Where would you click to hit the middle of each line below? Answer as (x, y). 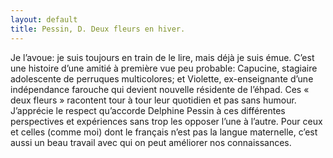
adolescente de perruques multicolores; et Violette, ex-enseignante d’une (162, 78)
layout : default (44, 19)
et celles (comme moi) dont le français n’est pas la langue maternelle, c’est (164, 132)
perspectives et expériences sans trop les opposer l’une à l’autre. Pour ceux (166, 121)
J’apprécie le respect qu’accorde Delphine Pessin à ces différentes (148, 110)
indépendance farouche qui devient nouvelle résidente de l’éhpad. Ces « (160, 89)
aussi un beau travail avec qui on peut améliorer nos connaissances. (151, 142)
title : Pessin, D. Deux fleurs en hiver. (98, 29)
